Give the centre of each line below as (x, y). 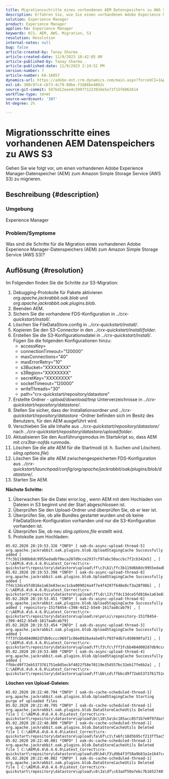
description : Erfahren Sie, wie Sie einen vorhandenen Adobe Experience (83, 15)
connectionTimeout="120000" (52, 351)
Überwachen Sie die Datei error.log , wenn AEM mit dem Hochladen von (87, 499)
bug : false (17, 47)
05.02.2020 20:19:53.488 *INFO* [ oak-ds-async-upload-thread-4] (75, 652)
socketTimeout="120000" (47, 383)
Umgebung (20, 209)
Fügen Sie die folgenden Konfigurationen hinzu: (62, 340)
